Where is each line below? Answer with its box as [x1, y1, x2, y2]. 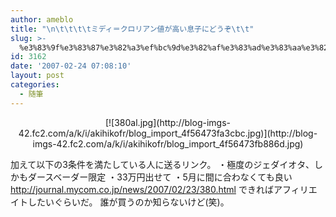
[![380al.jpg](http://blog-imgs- [104, 116, 231, 128]
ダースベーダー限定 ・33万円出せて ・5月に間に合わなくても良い [27, 171, 293, 183]
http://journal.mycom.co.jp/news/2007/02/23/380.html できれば [10, 183, 274, 195]
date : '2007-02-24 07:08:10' [10, 61, 132, 71]
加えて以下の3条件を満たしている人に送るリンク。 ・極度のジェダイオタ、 [10, 158, 315, 170]
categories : [10, 80, 60, 90]
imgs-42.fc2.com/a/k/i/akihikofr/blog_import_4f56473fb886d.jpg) [32, 137, 304, 150]
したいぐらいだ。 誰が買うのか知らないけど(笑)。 [27, 196, 230, 208]
